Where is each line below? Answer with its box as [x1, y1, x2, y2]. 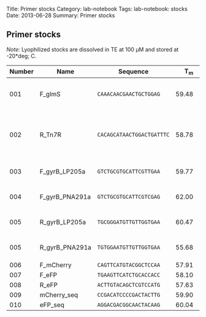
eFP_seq [39, 300, 64, 309]
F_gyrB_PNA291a [39, 193, 91, 201]
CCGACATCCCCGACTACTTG [97, 291, 161, 298]
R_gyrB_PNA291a [39, 243, 92, 251]
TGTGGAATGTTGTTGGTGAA [97, 244, 161, 251]
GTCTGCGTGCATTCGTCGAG [97, 193, 161, 200]
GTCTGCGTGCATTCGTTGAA [97, 168, 161, 175]
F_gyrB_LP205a [39, 167, 86, 175]
